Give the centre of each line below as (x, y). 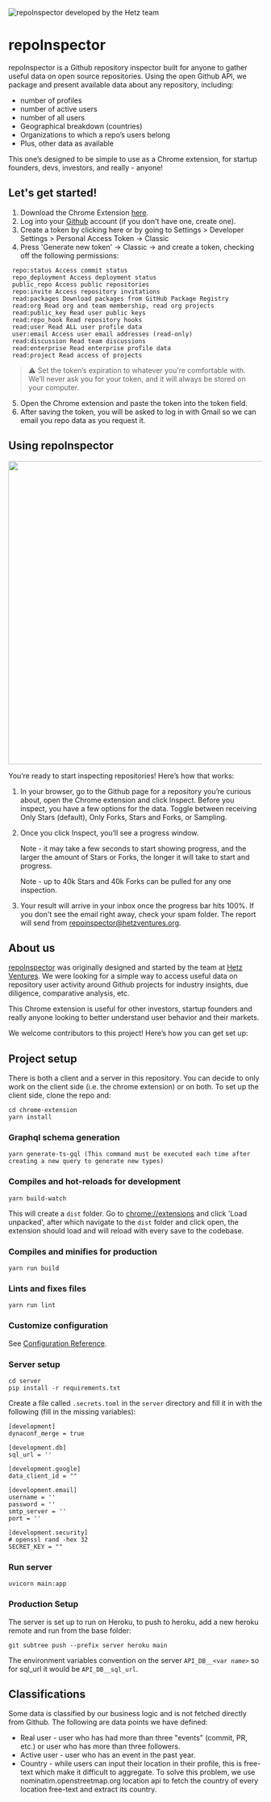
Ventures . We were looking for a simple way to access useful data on (123, 976)
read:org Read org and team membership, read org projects (113, 306)
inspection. (39, 890)
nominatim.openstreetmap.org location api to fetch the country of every (139, 1781)
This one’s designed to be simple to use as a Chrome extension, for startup (133, 159)
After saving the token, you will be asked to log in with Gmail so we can (138, 412)
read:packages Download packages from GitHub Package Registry (120, 298)
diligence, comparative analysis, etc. (69, 993)
